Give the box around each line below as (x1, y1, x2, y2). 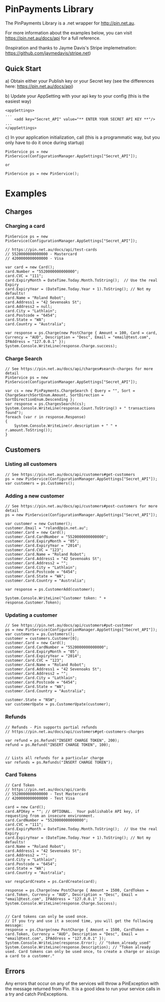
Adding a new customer (5, 492, 64, 499)
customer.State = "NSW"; (5, 697, 57, 703)
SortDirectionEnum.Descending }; (5, 397, 75, 402)
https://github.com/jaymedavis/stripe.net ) (5, 50, 91, 56)
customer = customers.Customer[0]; (5, 636, 79, 641)
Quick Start (5, 65, 41, 73)
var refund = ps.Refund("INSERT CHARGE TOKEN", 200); (5, 738, 120, 743)
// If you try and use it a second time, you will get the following (5, 918, 153, 923)
